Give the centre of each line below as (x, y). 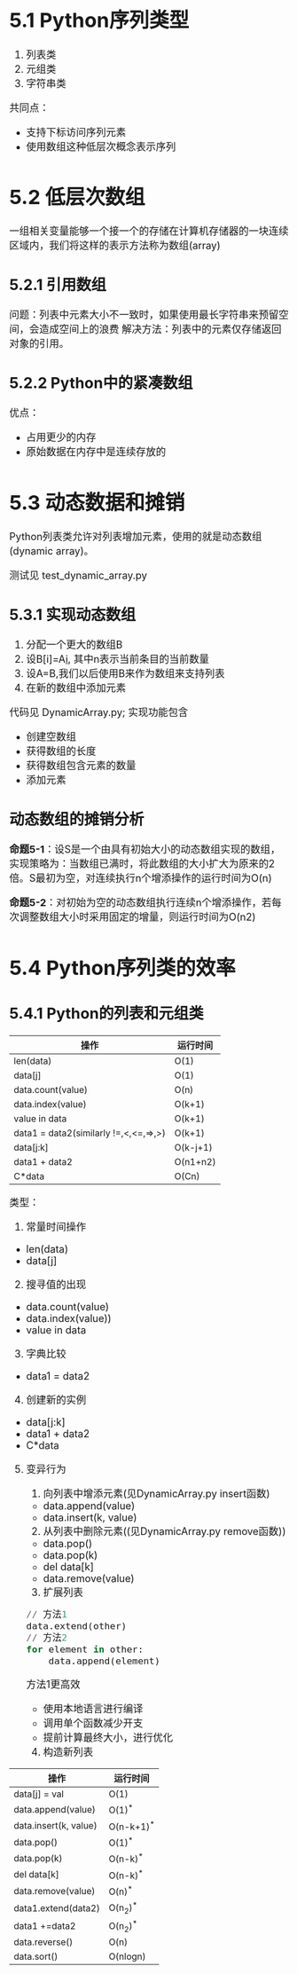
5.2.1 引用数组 (58, 285)
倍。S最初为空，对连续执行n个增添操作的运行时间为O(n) (141, 878)
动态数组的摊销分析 (77, 819)
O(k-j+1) (193, 1147)
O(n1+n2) (195, 1161)
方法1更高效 (53, 1685)
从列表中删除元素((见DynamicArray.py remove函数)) (164, 1531)
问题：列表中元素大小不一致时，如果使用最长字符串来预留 (144, 315)
